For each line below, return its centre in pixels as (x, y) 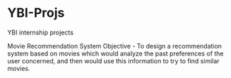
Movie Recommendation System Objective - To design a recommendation (115, 46)
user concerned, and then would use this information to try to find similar (114, 60)
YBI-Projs (36, 13)
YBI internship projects (41, 32)
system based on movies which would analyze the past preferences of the (115, 53)
